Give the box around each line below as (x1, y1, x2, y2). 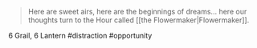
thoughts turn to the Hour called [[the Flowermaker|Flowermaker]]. (27, 15, 250, 25)
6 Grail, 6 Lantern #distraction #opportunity (8, 31, 153, 40)
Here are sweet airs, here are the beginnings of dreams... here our (27, 7, 247, 16)
